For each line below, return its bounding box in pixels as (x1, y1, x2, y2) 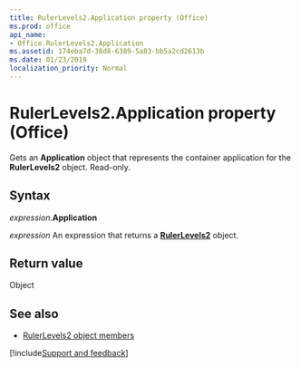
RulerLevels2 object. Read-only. (9, 161, 131, 172)
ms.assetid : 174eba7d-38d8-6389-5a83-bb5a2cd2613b (9, 47, 205, 56)
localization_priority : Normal (9, 64, 128, 73)
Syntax (9, 188, 51, 204)
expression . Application (9, 212, 98, 223)
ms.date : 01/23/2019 (9, 55, 88, 64)
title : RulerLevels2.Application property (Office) (9, 13, 208, 23)
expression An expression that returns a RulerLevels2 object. (9, 229, 238, 240)
